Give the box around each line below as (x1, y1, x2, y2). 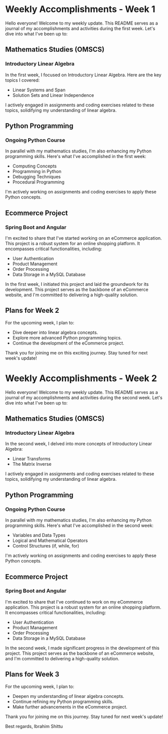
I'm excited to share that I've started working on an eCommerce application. (5, 235, 162, 241)
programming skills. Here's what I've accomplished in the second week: (5, 522, 154, 528)
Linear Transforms (12, 456, 51, 462)
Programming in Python (12, 168, 62, 174)
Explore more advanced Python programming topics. (12, 334, 122, 340)
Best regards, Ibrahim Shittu (5, 723, 63, 729)
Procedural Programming (12, 179, 65, 185)
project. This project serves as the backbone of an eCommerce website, (5, 650, 154, 656)
